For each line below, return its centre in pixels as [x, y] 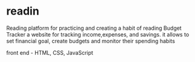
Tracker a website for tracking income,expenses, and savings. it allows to [98, 34]
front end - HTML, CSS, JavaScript [50, 52]
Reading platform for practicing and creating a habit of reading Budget [94, 28]
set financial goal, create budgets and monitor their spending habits [91, 41]
